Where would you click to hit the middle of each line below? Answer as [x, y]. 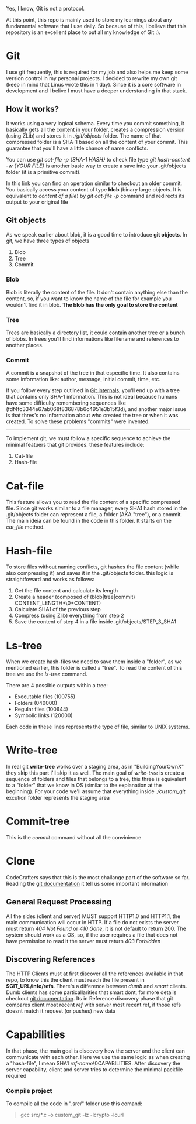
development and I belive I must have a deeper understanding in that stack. [97, 91]
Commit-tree [38, 821]
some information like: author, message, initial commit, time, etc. [83, 379]
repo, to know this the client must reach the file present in [75, 979]
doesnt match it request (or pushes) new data [61, 1011]
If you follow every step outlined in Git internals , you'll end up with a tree [93, 390]
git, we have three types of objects [48, 241]
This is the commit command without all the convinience [74, 838]
